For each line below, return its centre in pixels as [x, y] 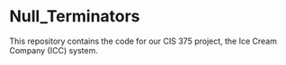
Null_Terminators [75, 16]
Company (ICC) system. [54, 50]
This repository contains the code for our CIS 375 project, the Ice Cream [143, 41]
